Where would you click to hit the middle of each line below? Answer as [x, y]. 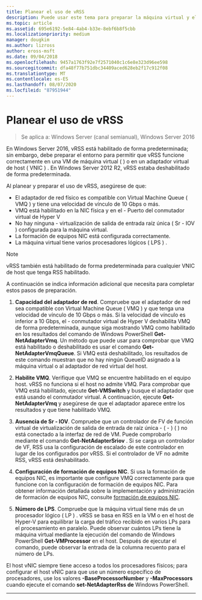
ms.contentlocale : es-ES [37, 79]
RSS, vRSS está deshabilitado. [52, 459]
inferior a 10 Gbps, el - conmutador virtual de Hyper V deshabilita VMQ [103, 321]
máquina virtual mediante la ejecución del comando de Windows [95, 534]
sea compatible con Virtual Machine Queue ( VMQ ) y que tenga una [99, 308]
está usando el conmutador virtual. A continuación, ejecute [88, 397]
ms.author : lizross [31, 46]
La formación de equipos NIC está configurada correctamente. [93, 236]
